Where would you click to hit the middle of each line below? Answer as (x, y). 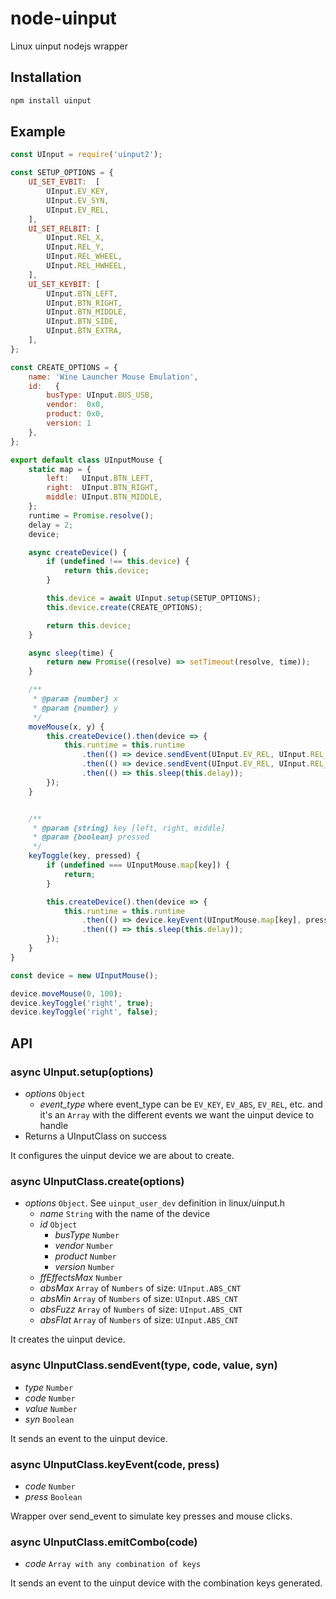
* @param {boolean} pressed (91, 837)
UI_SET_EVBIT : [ (64, 182)
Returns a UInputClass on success (95, 1136)
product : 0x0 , (75, 414)
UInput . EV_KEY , (78, 192)
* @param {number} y (75, 708)
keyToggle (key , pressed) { (84, 856)
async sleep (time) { (71, 653)
